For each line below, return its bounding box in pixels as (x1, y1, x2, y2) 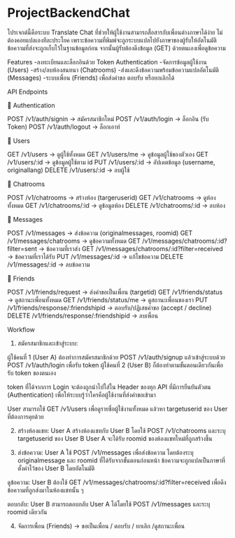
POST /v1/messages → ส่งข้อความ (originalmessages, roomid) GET (7, 229, 193, 237)
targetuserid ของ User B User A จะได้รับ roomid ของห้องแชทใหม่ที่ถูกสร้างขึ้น (17, 434, 213, 442)
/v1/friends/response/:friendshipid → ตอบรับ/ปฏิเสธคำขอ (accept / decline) (7, 303, 212, 312)
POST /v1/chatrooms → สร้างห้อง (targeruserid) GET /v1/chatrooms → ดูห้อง (7, 193, 216, 201)
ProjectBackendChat (7, 5, 131, 21)
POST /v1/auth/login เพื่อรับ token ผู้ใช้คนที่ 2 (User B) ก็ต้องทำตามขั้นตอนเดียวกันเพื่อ (7, 360, 224, 369)
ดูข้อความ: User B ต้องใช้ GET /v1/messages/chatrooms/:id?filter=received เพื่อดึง (7, 478, 227, 486)
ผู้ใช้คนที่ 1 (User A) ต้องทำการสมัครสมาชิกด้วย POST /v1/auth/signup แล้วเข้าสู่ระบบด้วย (7, 353, 226, 361)
